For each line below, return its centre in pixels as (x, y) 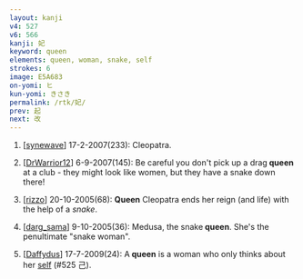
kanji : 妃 (27, 43)
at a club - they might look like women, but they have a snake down (149, 173)
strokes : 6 (30, 69)
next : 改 (25, 119)
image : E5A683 (36, 77)
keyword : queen (38, 52)
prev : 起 (25, 111)
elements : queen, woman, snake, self (81, 60)
